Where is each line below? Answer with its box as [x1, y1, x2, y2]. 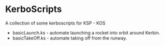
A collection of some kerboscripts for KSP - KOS [5, 20, 106, 26]
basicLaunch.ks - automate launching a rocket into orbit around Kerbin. [12, 29, 160, 35]
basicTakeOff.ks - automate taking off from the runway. [12, 35, 127, 41]
